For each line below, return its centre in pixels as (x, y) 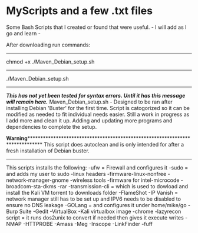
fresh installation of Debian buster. (48, 151)
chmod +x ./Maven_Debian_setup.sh (50, 61)
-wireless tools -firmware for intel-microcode (125, 180)
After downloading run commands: (48, 45)
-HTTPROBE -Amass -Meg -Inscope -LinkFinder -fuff (88, 224)
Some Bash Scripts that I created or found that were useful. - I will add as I (96, 27)
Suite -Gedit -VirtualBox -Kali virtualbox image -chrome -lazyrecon (100, 211)
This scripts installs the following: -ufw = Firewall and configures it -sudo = (97, 167)
